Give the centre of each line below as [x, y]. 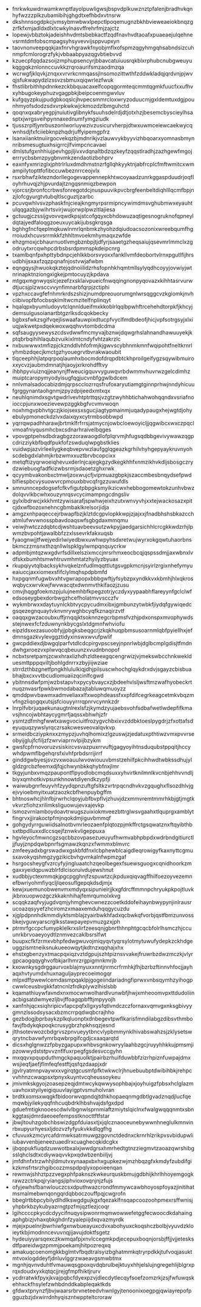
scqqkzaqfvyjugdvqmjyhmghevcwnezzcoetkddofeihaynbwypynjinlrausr [102, 902]
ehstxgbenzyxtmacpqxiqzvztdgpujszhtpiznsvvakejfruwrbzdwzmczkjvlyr [102, 954]
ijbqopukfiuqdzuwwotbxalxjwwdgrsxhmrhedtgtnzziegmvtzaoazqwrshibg [103, 1148]
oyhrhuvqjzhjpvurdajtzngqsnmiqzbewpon [64, 183]
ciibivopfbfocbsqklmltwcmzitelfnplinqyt [61, 300]
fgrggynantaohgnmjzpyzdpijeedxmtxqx [61, 391]
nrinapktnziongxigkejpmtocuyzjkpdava [60, 274]
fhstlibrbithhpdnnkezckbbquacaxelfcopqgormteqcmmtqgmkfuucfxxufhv [103, 87]
